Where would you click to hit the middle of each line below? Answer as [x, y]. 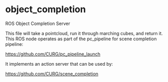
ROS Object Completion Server [38, 23]
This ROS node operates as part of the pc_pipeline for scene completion [81, 39]
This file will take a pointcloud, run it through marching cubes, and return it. [84, 33]
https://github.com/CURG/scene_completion [52, 74]
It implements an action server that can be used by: [59, 64]
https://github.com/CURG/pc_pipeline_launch [53, 54]
